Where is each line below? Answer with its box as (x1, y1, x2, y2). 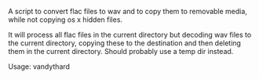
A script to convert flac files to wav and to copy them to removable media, (8, 7, 247, 16)
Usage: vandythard (8, 62, 71, 71)
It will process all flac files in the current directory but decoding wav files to (8, 31, 252, 39)
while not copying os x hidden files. (8, 15, 123, 24)
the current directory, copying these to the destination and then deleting (8, 38, 242, 48)
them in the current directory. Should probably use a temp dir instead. (8, 47, 234, 56)
